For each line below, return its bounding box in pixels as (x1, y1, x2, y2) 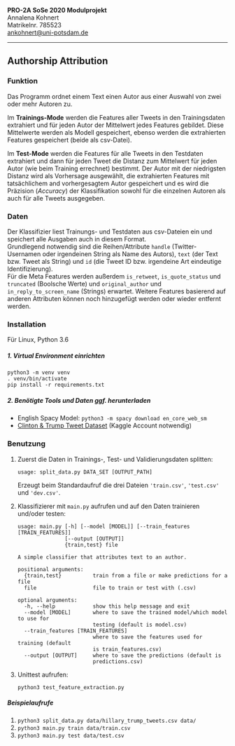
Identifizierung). (7, 265, 54, 273)
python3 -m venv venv (7, 369, 71, 376)
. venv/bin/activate (7, 375, 68, 382)
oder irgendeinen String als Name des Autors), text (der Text (42, 249, 218, 258)
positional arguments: (17, 566, 84, 573)
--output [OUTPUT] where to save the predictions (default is (24, 652, 222, 659)
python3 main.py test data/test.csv (17, 733, 124, 740)
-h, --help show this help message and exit (24, 603, 190, 610)
